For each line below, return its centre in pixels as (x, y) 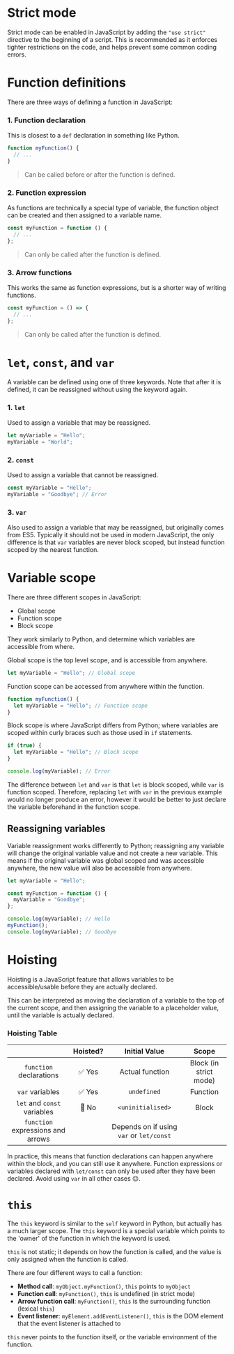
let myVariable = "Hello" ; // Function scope (81, 706)
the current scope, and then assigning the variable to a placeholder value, (113, 1007)
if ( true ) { (24, 745)
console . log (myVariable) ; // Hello (59, 919)
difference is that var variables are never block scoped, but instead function (116, 542)
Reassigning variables (56, 829)
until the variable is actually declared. (61, 1015)
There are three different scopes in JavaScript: (74, 597)
